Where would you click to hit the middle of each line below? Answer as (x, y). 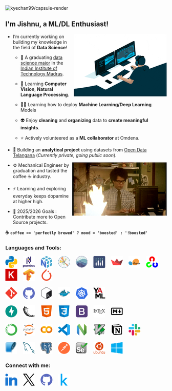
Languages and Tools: (33, 247)
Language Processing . (45, 94)
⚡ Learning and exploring (39, 188)
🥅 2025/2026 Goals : (35, 211)
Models (28, 110)
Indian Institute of (39, 68)
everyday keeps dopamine (41, 196)
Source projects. (30, 222)
